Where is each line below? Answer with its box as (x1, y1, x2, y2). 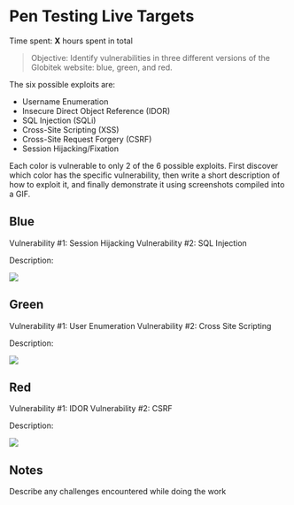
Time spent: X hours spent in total (9, 35, 133, 46)
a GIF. (9, 188, 31, 199)
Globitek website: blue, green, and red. (30, 62, 173, 73)
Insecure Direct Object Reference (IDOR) (21, 105, 171, 116)
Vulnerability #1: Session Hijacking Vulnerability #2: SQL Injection (9, 237, 248, 249)
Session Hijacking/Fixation (21, 143, 120, 154)
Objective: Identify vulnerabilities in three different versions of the (30, 52, 270, 63)
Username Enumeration (21, 96, 109, 107)
